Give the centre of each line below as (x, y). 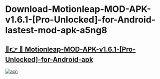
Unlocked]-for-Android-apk (49, 59)
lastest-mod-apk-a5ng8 (56, 30)
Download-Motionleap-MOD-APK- (78, 9)
